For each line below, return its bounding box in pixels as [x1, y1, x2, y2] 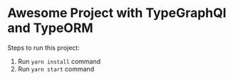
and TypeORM [7, 20, 94, 36]
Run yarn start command [17, 64, 95, 73]
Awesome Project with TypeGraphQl [7, 5, 227, 21]
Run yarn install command [17, 57, 101, 65]
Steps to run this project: [7, 43, 80, 52]
